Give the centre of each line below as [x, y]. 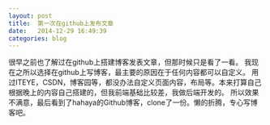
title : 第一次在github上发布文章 [61, 23]
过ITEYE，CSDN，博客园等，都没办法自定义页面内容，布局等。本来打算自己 [135, 82]
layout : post [30, 16]
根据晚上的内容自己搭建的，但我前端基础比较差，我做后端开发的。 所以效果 [134, 93]
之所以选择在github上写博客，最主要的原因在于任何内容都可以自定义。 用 [137, 73]
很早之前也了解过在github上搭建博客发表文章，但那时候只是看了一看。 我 [130, 62]
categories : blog [38, 38]
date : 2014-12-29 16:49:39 [58, 31]
